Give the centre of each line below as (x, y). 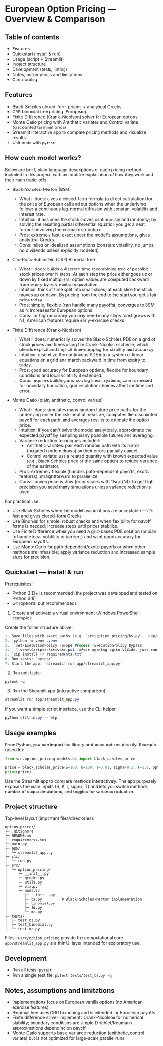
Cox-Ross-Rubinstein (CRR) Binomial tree (53, 259)
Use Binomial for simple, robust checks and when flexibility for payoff (81, 521)
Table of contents (32, 37)
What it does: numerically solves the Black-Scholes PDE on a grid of (87, 339)
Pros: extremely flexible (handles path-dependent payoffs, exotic (84, 471)
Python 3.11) (24, 598)
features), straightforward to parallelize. (59, 476)
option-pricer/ (20, 827)
